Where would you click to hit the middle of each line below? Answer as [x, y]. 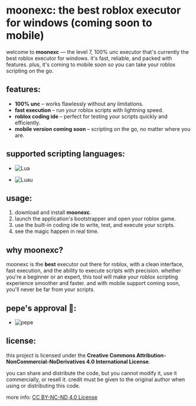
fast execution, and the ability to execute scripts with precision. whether [94, 271]
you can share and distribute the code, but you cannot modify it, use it [92, 373]
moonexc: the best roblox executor [94, 10]
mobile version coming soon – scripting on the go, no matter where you [102, 129]
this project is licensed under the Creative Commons [71, 355]
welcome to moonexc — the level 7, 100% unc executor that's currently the [97, 52]
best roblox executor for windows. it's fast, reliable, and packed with [89, 58]
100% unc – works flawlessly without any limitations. [79, 104]
